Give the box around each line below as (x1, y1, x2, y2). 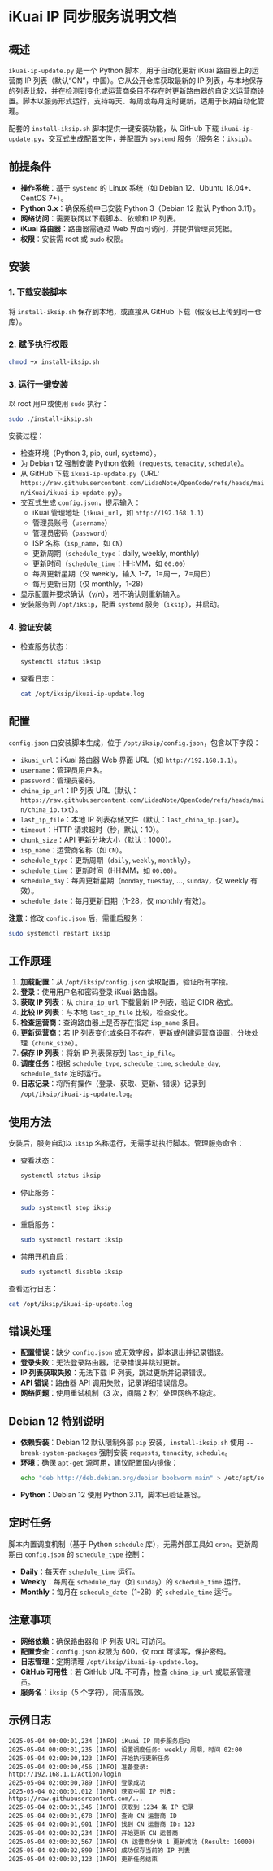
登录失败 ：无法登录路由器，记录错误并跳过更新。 (19, 1357, 184, 1368)
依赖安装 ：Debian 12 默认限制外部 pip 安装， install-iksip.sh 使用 (19, 1438, 245, 1448)
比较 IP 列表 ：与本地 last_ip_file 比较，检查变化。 (19, 1007, 193, 1018)
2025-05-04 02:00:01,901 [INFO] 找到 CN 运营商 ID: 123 (8, 1821, 196, 1829)
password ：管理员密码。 (19, 775, 100, 785)
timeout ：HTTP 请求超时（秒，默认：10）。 (19, 824, 164, 835)
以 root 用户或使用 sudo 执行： (8, 398, 109, 408)
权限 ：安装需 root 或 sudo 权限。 (19, 234, 128, 243)
